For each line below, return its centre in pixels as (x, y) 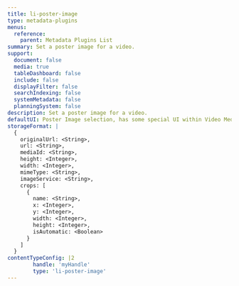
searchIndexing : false (47, 93)
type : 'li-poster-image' (70, 271)
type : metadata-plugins (43, 21)
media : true (32, 67)
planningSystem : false (47, 106)
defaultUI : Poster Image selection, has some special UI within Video (114, 119)
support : (20, 54)
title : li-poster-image (43, 14)
